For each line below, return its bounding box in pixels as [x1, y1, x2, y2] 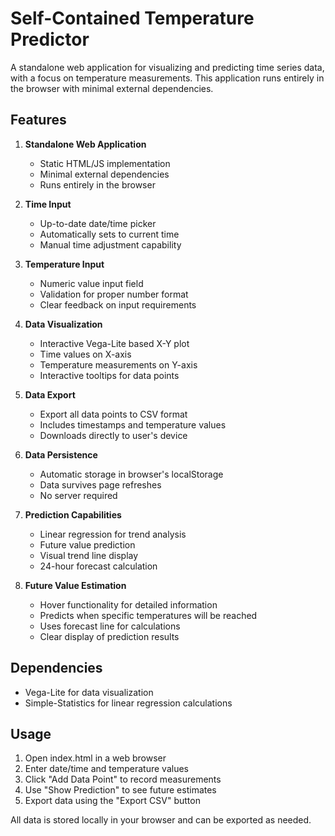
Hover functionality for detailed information [39, 598, 218, 611]
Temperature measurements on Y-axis [39, 358, 198, 371]
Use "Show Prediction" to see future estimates [24, 784, 217, 796]
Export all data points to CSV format [39, 408, 188, 420]
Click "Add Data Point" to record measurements [24, 773, 222, 786]
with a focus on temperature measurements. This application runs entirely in [10, 72, 325, 84]
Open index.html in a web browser [24, 752, 167, 764]
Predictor [10, 28, 90, 51]
